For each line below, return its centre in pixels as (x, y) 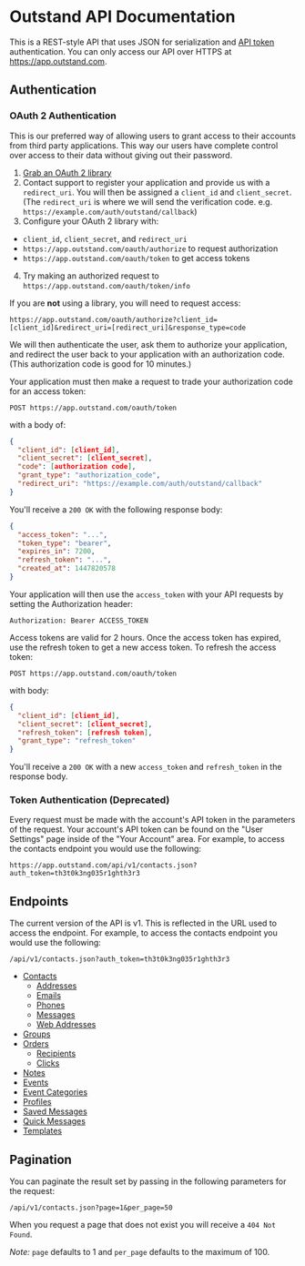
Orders (36, 1044)
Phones (51, 1005)
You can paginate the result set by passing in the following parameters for (148, 1181)
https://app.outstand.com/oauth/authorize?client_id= (114, 319)
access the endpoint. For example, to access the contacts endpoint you (143, 933)
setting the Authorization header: (71, 603)
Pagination (41, 1159)
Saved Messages (55, 1111)
